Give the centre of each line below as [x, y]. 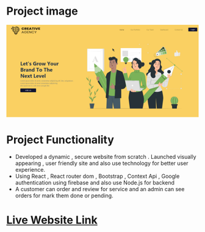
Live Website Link [52, 220]
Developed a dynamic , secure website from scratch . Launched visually [106, 157]
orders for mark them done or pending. [64, 195]
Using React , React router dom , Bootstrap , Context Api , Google [97, 176]
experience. [30, 170]
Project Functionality [60, 140]
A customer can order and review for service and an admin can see [100, 189]
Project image [42, 11]
